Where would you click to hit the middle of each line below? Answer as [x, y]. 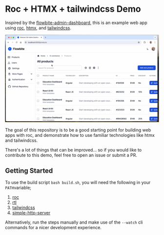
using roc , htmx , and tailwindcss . [38, 27]
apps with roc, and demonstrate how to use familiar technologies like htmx [80, 135]
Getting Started [29, 170]
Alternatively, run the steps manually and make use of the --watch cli [74, 222]
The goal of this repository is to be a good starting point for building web [78, 130]
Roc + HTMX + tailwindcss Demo [73, 9]
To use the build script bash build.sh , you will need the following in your [78, 183]
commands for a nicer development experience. [53, 228]
